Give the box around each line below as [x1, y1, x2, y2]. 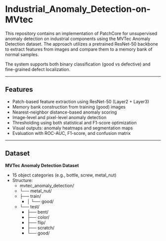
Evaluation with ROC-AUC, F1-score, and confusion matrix [12, 130, 131, 136]
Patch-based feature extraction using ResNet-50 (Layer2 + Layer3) [12, 98, 149, 105]
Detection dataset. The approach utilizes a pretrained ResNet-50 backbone [5, 41, 158, 47]
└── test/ [19, 203, 40, 209]
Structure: [12, 177, 33, 183]
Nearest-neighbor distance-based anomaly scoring [12, 109, 117, 115]
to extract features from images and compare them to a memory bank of [5, 46, 153, 52]
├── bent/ [27, 209, 48, 215]
